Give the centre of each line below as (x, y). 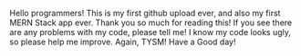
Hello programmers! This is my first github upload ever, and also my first (145, 13)
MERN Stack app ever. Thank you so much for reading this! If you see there (151, 23)
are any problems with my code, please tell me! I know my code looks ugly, (150, 32)
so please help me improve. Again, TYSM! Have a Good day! (123, 42)
